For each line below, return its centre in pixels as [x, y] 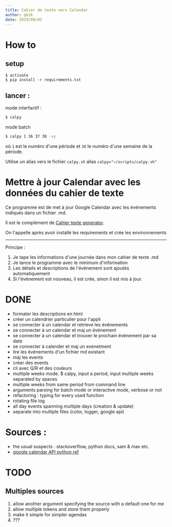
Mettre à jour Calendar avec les [73, 182]
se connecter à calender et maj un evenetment [62, 346]
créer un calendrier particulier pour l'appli [57, 319]
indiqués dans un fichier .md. [36, 212]
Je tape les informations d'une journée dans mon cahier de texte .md [85, 257]
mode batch [18, 127]
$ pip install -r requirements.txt [43, 80]
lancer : [18, 95]
